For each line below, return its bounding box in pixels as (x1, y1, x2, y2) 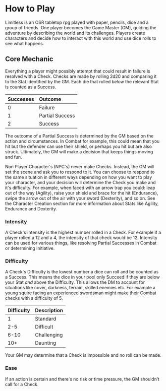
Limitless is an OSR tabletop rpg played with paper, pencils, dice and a (5, 19, 149, 25)
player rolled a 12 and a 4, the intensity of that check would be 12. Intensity (5, 235, 158, 241)
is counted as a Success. (5, 84, 56, 90)
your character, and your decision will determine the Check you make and (5, 179, 156, 185)
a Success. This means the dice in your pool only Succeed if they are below (5, 274, 160, 280)
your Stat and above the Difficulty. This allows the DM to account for (5, 279, 145, 285)
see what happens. (5, 40, 44, 46)
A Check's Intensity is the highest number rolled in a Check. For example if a (5, 229, 161, 236)
